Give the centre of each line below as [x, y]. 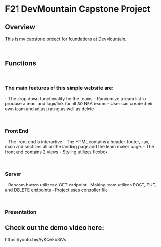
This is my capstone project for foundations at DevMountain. [66, 39]
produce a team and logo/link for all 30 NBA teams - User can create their [79, 104]
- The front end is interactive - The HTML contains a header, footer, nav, [77, 142]
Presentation [21, 212]
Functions [21, 64]
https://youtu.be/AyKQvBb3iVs [36, 240]
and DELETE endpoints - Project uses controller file [56, 190]
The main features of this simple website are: [60, 88]
